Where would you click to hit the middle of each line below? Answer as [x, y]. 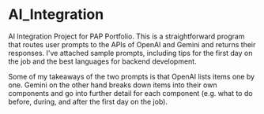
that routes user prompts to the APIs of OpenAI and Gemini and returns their [132, 44]
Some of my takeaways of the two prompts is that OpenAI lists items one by [132, 76]
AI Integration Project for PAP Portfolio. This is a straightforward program [126, 36]
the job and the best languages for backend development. [102, 61]
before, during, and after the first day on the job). [88, 101]
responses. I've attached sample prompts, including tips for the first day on [130, 53]
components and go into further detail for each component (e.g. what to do [130, 93]
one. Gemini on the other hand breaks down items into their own [113, 85]
